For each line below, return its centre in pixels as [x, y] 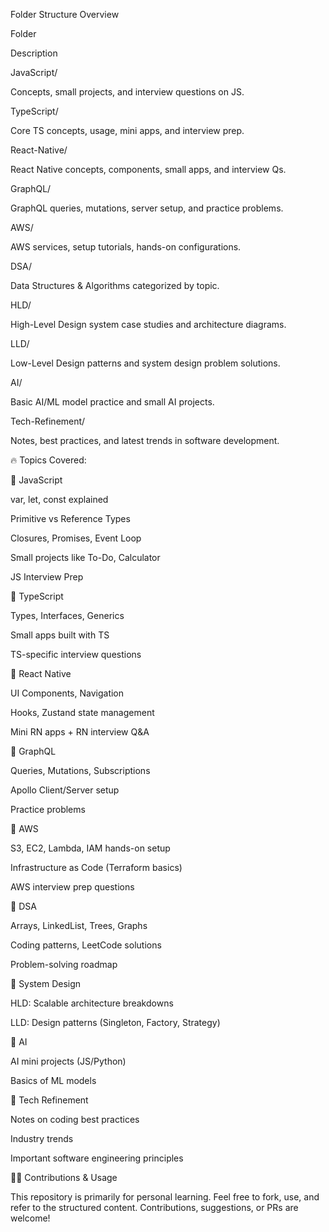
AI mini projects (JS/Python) [68, 1061]
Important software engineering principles [97, 1158]
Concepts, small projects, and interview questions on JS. [127, 92]
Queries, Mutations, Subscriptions [80, 770]
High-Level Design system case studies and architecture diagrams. [148, 324]
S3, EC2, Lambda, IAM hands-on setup [90, 848]
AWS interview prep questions [72, 887]
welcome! [30, 1218]
